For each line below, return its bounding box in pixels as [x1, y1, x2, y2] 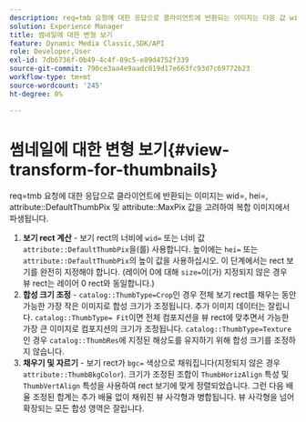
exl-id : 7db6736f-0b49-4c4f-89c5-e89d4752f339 [9, 55, 189, 65]
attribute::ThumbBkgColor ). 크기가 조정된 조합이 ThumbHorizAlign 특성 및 [22, 369, 290, 380]
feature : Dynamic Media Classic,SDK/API [9, 38, 166, 48]
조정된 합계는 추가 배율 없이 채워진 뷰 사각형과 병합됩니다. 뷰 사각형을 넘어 [32, 392, 295, 403]
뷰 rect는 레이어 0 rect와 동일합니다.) [22, 278, 155, 289]
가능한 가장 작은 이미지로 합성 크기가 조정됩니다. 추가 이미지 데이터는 [22, 301, 266, 312]
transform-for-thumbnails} [9, 159, 219, 180]
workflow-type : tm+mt [9, 73, 92, 82]
